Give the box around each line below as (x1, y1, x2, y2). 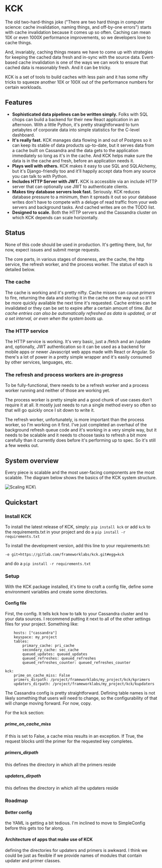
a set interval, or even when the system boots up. (5, 315, 104, 321)
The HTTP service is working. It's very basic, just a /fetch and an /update (5, 339, 151, 345)
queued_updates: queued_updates (22, 652, 88, 657)
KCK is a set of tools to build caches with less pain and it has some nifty (5, 74, 148, 80)
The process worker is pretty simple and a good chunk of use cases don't (5, 397, 152, 403)
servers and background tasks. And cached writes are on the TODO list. (12, 204, 156, 210)
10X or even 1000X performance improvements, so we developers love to (5, 35, 151, 40)
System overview (5, 456, 59, 465)
